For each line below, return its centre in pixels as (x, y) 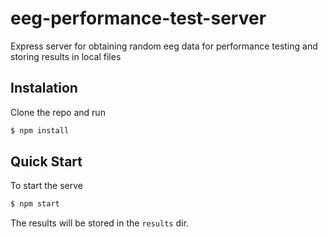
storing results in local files (66, 56)
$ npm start (35, 204)
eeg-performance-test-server (138, 18)
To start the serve (46, 186)
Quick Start (46, 162)
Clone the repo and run (58, 112)
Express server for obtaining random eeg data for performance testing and (164, 46)
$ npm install (40, 130)
